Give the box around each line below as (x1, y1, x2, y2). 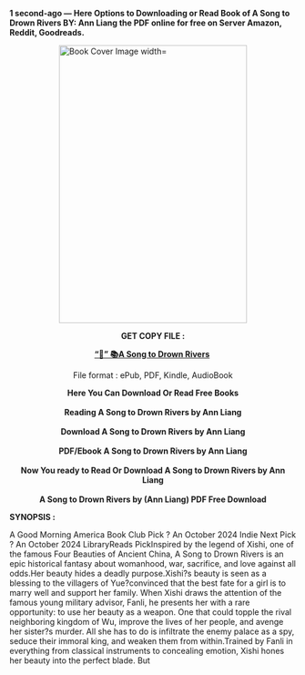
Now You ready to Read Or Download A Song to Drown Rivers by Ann (20, 465, 286, 476)
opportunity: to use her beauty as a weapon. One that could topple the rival (9, 607, 292, 618)
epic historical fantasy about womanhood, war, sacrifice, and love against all (9, 558, 296, 568)
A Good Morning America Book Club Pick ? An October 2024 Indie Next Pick (9, 529, 297, 540)
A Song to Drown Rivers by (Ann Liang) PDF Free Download (39, 494, 267, 505)
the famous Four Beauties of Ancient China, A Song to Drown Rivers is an (9, 548, 284, 559)
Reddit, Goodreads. (9, 27, 85, 37)
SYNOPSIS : (9, 512, 56, 522)
